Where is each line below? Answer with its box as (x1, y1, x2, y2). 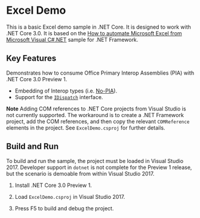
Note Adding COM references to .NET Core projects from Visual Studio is (6, 105, 186, 112)
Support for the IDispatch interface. (14, 93, 103, 100)
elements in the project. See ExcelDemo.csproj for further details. (6, 124, 165, 131)
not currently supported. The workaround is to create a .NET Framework (6, 111, 184, 118)
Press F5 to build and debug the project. (14, 204, 114, 212)
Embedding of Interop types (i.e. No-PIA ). (14, 87, 118, 94)
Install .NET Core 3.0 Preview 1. (14, 182, 93, 189)
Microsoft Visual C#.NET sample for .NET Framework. (6, 36, 139, 43)
